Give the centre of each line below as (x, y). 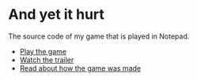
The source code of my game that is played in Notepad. (99, 36)
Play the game (43, 51)
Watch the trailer (47, 60)
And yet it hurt (57, 15)
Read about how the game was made (80, 68)
